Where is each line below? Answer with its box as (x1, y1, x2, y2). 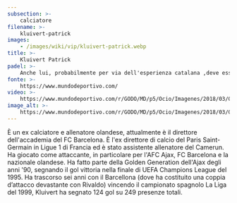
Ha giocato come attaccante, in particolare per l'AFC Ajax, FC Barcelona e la (7, 150, 229, 159)
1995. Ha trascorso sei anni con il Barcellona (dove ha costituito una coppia (7, 173, 226, 181)
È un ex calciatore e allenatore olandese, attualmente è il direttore (7, 128, 197, 136)
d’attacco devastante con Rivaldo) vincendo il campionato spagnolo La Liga (7, 180, 227, 189)
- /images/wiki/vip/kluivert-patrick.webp (20, 43, 147, 50)
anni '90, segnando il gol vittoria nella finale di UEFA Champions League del (7, 165, 227, 173)
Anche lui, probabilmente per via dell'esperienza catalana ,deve (20, 69, 219, 76)
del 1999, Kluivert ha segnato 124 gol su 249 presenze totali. (7, 187, 183, 196)
